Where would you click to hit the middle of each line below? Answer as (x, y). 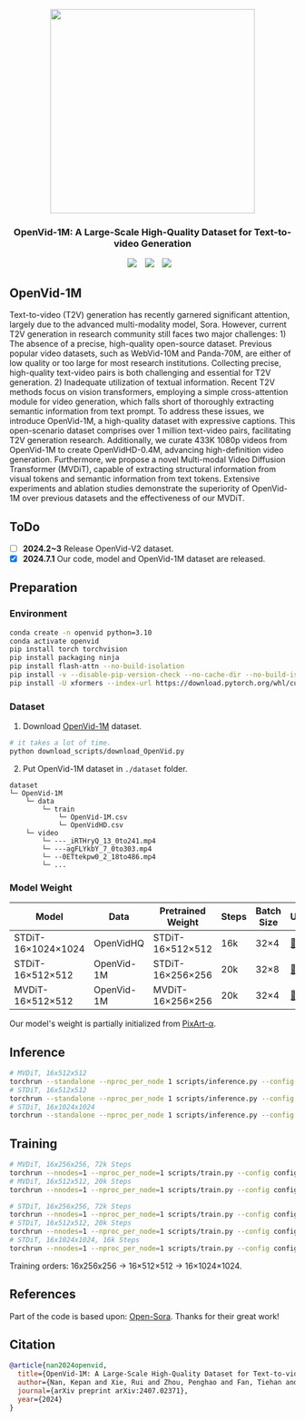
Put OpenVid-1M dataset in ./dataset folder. (105, 768)
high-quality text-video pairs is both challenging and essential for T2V (140, 373)
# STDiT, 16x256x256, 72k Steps (70, 1206)
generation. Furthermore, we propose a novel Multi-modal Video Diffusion (148, 459)
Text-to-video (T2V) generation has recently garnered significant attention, (150, 315)
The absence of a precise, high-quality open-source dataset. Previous (141, 344)
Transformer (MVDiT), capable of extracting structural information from (143, 469)
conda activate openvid (54, 641)
